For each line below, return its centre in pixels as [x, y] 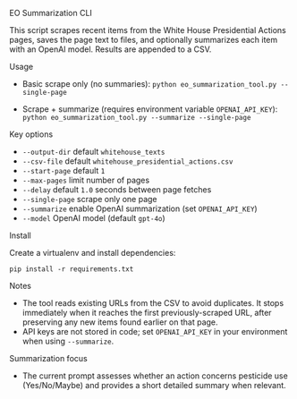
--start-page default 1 [64, 170]
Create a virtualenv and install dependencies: [93, 253]
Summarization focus [48, 358]
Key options [31, 134]
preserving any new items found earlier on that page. [120, 322]
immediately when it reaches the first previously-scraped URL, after [147, 313]
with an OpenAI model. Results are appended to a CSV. [110, 49]
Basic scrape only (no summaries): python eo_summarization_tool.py [149, 84]
